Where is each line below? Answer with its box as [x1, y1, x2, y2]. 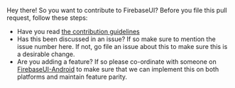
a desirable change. [16, 50, 75, 58]
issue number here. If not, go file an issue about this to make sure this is [16, 43, 228, 50]
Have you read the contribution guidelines [16, 28, 140, 35]
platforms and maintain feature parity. [16, 72, 128, 81]
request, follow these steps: [6, 13, 88, 22]
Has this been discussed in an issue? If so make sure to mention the [16, 35, 216, 43]
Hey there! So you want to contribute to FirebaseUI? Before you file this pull [6, 6, 228, 14]
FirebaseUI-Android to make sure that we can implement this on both [16, 65, 219, 73]
